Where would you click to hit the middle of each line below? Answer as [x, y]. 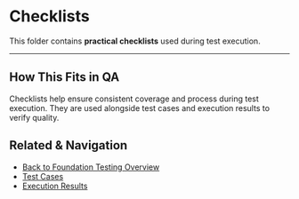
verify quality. [34, 117]
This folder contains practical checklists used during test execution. [135, 41]
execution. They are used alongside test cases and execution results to [139, 107]
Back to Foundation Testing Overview [91, 167]
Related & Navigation [69, 145]
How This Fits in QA [65, 77]
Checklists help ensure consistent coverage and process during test [134, 99]
